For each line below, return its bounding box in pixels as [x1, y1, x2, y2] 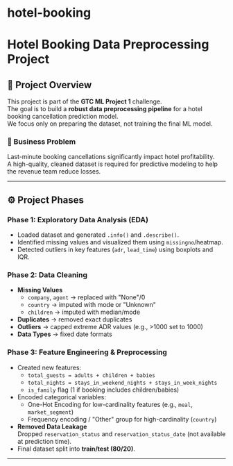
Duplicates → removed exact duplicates [17, 315, 132, 324]
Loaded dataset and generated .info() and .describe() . [17, 231, 179, 239]
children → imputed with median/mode [27, 308, 141, 317]
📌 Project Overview [7, 78, 92, 91]
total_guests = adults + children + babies [27, 372, 156, 379]
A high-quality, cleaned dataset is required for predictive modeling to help [7, 160, 218, 168]
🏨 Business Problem [7, 137, 76, 147]
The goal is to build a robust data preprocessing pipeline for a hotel [7, 105, 202, 113]
